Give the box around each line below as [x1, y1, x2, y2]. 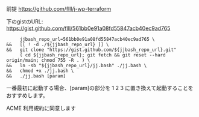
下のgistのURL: [6, 18, 43, 25]
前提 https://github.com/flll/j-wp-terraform [6, 5, 112, 12]
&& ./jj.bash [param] [6, 73, 66, 79]
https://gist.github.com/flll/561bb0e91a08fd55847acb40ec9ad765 [6, 25, 171, 32]
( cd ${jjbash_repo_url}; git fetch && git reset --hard [19, 52, 166, 58]
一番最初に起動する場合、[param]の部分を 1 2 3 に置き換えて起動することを [6, 85, 194, 91]
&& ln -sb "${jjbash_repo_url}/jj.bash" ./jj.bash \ [6, 62, 147, 68]
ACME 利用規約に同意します [6, 104, 77, 112]
